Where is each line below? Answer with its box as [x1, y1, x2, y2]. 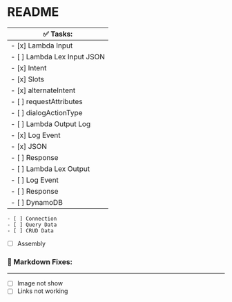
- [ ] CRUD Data [7, 227, 54, 234]
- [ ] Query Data [7, 221, 57, 228]
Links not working [17, 287, 68, 295]
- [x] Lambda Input [10, 41, 73, 50]
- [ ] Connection [7, 215, 57, 222]
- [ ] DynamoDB [10, 197, 64, 207]
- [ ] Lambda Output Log [10, 119, 91, 128]
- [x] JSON [10, 141, 47, 151]
